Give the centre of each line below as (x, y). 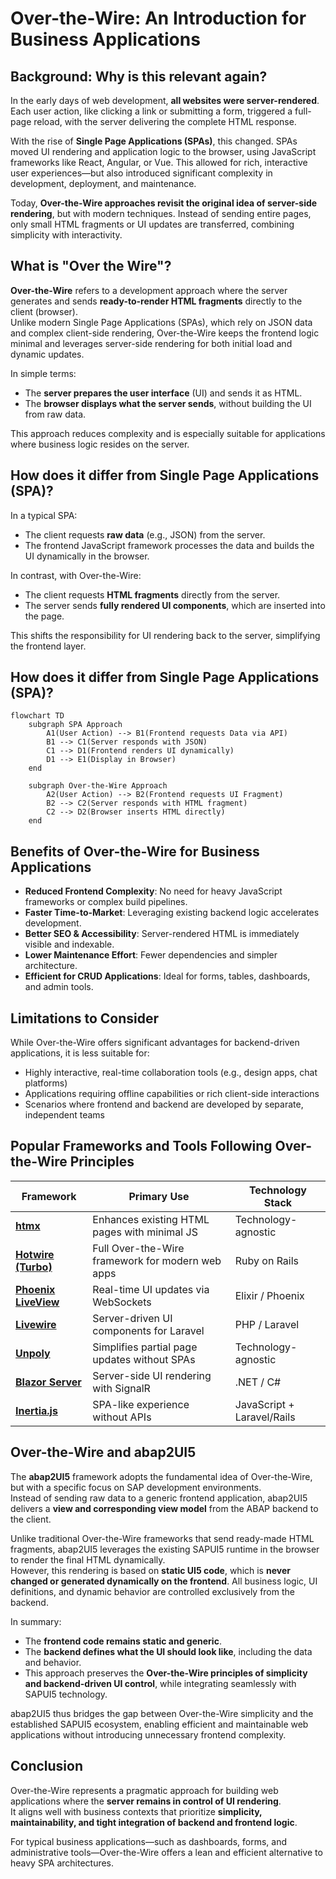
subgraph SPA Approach (75, 725)
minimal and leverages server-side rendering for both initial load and (151, 343)
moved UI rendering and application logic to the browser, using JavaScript (163, 151)
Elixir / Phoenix (269, 1295)
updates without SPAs (144, 1359)
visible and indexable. (69, 944)
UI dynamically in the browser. (87, 556)
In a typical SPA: (44, 515)
